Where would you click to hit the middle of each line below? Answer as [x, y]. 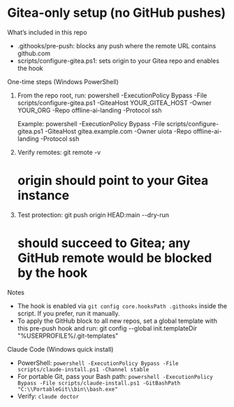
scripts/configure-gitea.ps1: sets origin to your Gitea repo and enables [118, 60]
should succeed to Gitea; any [104, 243]
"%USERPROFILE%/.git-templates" [68, 336]
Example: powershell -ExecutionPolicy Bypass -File [91, 123]
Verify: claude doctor [48, 396]
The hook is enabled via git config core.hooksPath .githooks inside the [122, 305]
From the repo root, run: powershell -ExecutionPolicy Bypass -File [112, 95]
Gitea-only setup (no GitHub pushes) [117, 13]
